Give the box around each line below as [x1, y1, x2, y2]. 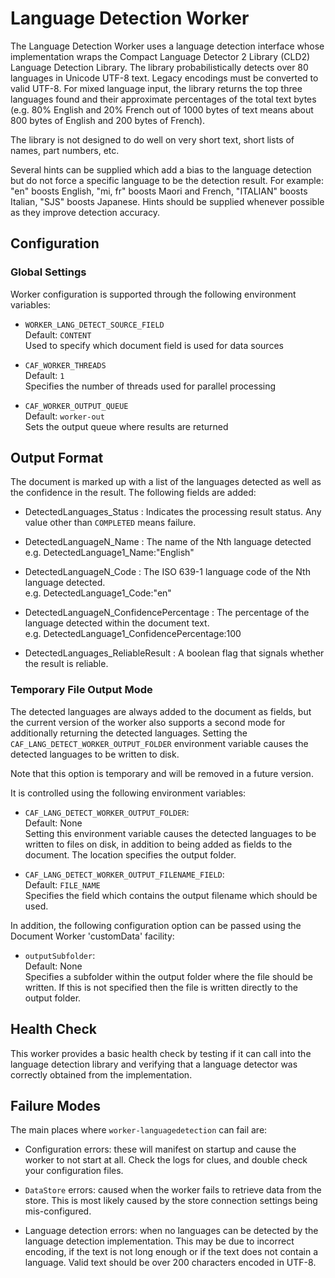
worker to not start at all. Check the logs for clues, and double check [24, 1154, 308, 1166]
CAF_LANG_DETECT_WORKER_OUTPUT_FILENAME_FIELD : [24, 868, 225, 880]
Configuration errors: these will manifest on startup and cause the [24, 1143, 297, 1156]
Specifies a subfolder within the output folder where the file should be [24, 970, 313, 982]
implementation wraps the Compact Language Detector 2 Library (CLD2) [10, 50, 311, 62]
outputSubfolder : [24, 949, 96, 961]
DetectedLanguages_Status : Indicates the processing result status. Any [24, 506, 322, 518]
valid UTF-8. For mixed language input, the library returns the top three [10, 82, 303, 94]
